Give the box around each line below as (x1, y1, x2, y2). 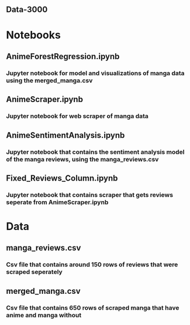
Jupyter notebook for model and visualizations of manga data (6, 69, 185, 77)
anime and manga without (6, 311, 82, 319)
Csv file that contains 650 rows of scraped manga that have (6, 303, 179, 312)
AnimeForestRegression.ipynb (6, 51, 120, 61)
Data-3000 (6, 5, 48, 15)
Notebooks (6, 28, 61, 42)
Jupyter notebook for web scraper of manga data (6, 112, 149, 120)
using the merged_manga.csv (6, 76, 93, 84)
